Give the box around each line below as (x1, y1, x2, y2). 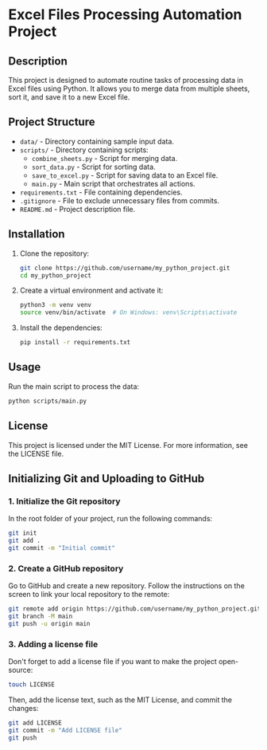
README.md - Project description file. (19, 204, 136, 214)
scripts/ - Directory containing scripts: (19, 145, 149, 155)
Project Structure (8, 116, 95, 129)
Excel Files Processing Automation (8, 6, 242, 24)
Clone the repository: (19, 249, 90, 258)
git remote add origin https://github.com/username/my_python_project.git (8, 605, 261, 613)
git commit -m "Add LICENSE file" (8, 726, 123, 734)
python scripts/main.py (8, 397, 87, 405)
